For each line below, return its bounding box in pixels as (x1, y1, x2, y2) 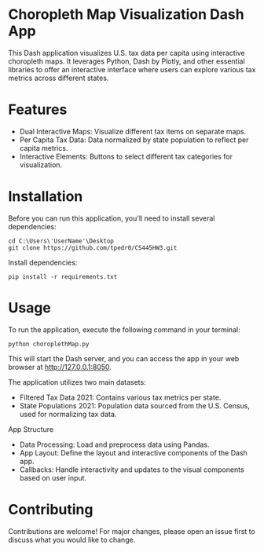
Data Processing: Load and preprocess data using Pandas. (19, 440, 210, 449)
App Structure (8, 424, 53, 433)
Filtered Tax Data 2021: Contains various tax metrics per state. (19, 393, 222, 402)
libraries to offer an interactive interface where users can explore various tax (8, 64, 256, 74)
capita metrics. (19, 143, 68, 152)
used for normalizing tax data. (19, 409, 117, 419)
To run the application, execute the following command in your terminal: (8, 324, 241, 334)
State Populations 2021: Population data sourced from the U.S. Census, (19, 400, 250, 410)
